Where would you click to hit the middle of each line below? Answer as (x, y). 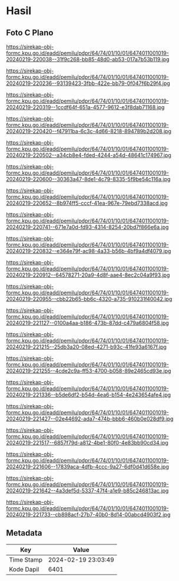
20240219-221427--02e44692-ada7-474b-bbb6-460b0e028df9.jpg (90, 419)
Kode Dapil (24, 569)
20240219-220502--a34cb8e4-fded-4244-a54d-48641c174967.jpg (89, 155)
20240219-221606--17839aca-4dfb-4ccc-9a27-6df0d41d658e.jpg (87, 467)
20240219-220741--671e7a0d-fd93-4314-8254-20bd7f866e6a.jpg (87, 227)
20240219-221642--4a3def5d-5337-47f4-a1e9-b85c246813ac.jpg (87, 490)
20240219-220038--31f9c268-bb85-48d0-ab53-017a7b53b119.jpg (88, 59)
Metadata (24, 533)
